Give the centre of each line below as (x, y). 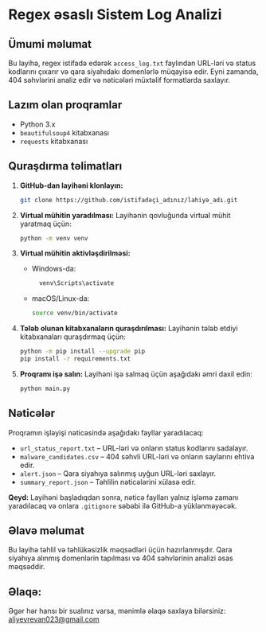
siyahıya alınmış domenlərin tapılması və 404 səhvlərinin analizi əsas (121, 558)
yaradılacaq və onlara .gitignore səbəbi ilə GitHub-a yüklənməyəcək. (123, 505)
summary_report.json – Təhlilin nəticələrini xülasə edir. (108, 482)
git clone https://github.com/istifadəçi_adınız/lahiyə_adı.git (129, 200)
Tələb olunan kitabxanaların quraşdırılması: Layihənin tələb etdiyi (129, 329)
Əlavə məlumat (47, 531)
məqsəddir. (27, 567)
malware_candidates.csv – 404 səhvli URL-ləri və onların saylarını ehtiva (137, 456)
